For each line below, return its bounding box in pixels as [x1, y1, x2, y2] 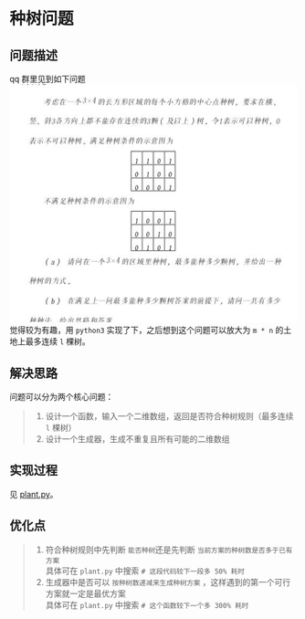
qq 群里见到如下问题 [9, 74, 87, 84]
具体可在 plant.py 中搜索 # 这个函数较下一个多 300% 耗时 [45, 599, 249, 610]
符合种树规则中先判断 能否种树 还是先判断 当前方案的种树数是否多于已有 [45, 544, 293, 555]
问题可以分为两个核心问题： [9, 392, 114, 402]
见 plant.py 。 [9, 488, 58, 499]
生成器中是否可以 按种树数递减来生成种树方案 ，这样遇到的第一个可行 [45, 576, 291, 587]
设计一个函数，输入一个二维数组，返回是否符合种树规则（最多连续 [45, 411, 294, 421]
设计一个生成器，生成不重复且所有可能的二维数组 [45, 434, 230, 444]
